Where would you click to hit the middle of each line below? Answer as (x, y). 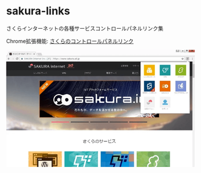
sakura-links (38, 11)
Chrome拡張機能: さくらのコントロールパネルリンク (70, 41)
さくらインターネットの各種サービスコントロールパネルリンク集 (85, 28)
